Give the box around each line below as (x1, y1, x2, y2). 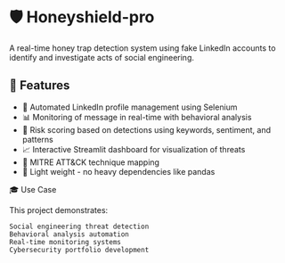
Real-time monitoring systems (9, 237, 122, 246)
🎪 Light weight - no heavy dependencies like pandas (21, 166, 216, 177)
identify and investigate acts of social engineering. (9, 52, 194, 62)
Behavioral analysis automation (9, 229, 129, 239)
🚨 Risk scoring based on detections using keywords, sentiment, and (21, 124, 272, 135)
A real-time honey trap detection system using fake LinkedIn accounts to (9, 42, 276, 53)
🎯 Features (9, 78, 70, 94)
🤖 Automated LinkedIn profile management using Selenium (21, 102, 238, 112)
